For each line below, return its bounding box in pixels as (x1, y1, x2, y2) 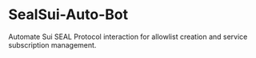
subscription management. (8, 40, 97, 49)
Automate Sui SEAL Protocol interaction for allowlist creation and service (8, 32, 248, 41)
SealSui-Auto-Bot (8, 6, 129, 24)
